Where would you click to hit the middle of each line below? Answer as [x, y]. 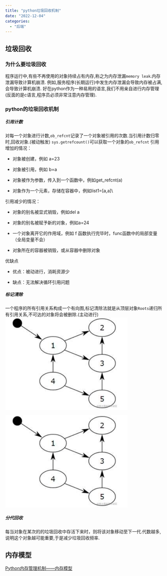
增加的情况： [18, 148]
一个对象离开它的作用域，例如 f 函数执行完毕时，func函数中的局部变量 [85, 233]
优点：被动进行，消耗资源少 [41, 271]
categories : [17, 21]
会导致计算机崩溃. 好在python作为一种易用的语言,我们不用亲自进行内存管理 [82, 88]
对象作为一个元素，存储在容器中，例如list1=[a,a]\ [63, 190]
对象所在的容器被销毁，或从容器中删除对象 [56, 250]
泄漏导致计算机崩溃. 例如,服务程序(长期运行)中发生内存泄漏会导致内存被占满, [84, 82]
